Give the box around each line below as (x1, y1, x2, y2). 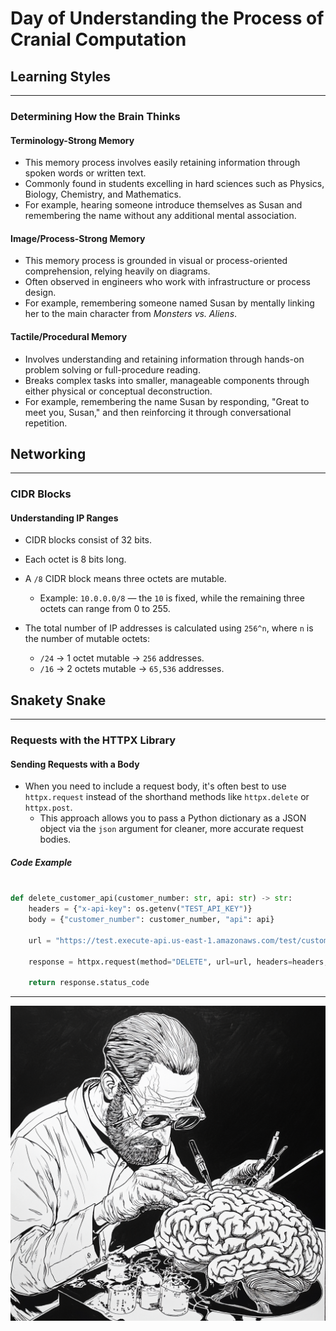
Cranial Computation (10, 28, 187, 51)
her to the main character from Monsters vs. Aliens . (24, 308, 238, 320)
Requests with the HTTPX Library (10, 733, 177, 747)
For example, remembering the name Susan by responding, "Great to (24, 395, 310, 407)
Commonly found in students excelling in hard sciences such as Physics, (24, 178, 325, 190)
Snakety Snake (10, 692, 107, 709)
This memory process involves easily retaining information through (24, 157, 301, 169)
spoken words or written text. (24, 167, 147, 179)
